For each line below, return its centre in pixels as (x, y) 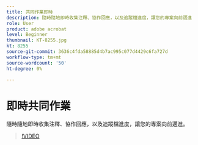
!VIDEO (30, 136)
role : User (20, 23)
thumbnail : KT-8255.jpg (37, 40)
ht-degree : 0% (24, 69)
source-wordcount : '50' (37, 63)
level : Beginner (27, 35)
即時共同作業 (39, 106)
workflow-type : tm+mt (34, 57)
